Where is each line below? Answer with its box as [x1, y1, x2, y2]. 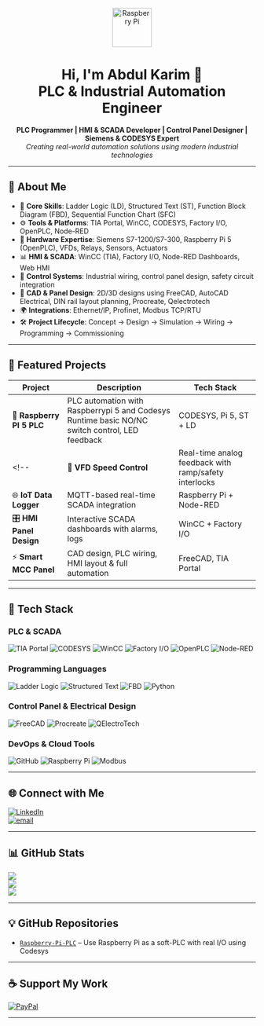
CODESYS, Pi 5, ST [178, 409, 250, 420]
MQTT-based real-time [67, 489, 156, 500]
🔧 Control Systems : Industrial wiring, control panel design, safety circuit [19, 271, 254, 280]
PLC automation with [67, 395, 144, 406]
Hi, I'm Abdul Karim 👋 [61, 66, 203, 84]
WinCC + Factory [178, 518, 242, 529]
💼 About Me [8, 181, 67, 194]
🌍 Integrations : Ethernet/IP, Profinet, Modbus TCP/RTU [19, 305, 202, 314]
